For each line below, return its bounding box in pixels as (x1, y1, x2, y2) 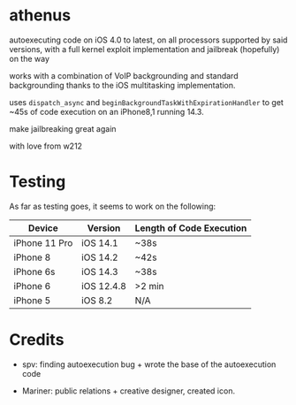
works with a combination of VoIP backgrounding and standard (9, 70, 239, 80)
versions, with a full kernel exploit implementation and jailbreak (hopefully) (9, 43, 280, 54)
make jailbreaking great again (9, 123, 117, 134)
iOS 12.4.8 (80, 279, 126, 292)
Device (27, 222, 59, 234)
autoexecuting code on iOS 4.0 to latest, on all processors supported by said (9, 34, 288, 45)
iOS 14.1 (80, 236, 118, 248)
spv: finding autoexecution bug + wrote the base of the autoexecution (21, 359, 277, 370)
